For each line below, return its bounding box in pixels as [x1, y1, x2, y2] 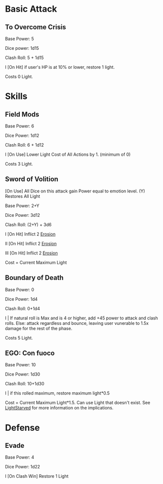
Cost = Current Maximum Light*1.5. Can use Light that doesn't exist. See [5, 400, 150, 406]
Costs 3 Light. [5, 161, 33, 167]
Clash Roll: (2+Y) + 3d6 [5, 221, 52, 228]
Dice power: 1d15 [5, 45, 39, 51]
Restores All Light [5, 193, 40, 199]
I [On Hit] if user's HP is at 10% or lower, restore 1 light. [5, 64, 115, 70]
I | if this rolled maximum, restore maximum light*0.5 [5, 390, 110, 396]
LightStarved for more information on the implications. [5, 405, 113, 411]
